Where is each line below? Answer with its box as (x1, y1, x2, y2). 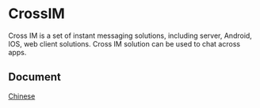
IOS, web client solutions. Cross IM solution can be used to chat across (8, 39, 240, 48)
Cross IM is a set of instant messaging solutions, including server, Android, (8, 31, 252, 40)
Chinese (8, 91, 36, 101)
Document (8, 70, 61, 84)
